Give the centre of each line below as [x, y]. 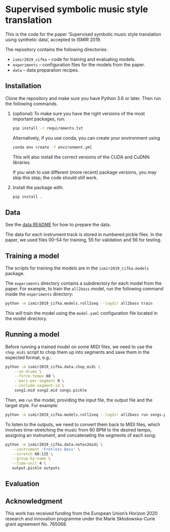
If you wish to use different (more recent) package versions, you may [84, 172]
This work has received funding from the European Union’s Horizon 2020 [81, 513]
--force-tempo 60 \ [35, 376]
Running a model [32, 334]
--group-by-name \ [31, 459]
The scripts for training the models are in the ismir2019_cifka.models [77, 268]
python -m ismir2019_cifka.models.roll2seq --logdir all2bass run [77, 415]
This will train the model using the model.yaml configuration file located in [81, 313]
